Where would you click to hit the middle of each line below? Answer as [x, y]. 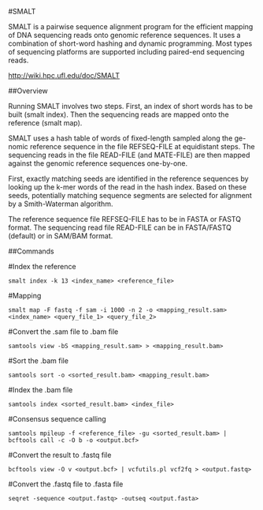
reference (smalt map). [45, 123]
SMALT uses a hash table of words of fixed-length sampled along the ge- [127, 138]
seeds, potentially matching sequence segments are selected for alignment [130, 195]
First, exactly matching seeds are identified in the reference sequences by [129, 178]
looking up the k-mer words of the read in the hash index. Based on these [127, 187]
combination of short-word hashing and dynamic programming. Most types [130, 43]
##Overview [28, 91]
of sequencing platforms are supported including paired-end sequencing [126, 52]
